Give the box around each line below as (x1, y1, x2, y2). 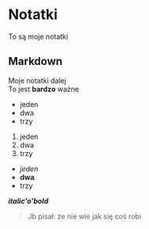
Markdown (8, 55, 63, 68)
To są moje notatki (8, 32, 69, 41)
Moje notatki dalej (8, 75, 67, 85)
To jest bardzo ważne (8, 84, 79, 94)
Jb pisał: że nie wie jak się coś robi (27, 212, 142, 221)
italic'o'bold (8, 196, 49, 205)
